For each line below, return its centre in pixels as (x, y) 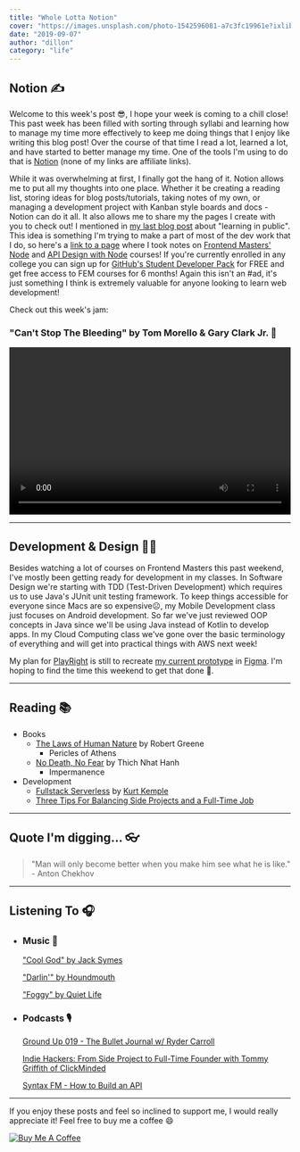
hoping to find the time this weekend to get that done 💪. (112, 671)
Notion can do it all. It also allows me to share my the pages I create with (142, 216)
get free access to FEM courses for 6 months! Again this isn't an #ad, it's (143, 273)
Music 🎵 (40, 941)
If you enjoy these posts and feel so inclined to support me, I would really (144, 1111)
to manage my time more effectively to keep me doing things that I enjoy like (150, 133)
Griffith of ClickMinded (64, 1068)
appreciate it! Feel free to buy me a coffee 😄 (92, 1120)
